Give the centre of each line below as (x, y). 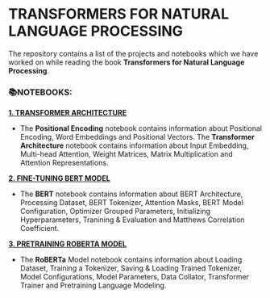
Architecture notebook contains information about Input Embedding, (134, 145)
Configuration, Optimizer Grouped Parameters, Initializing (115, 212)
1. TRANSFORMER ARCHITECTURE (68, 113)
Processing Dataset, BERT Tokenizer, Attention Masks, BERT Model (132, 203)
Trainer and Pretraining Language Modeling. (93, 285)
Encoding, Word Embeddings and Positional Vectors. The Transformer (137, 137)
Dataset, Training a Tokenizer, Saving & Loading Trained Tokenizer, (131, 268)
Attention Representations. (64, 163)
